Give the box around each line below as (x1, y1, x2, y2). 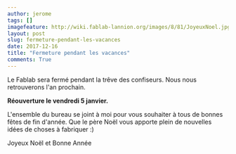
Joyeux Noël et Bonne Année (7, 139, 92, 147)
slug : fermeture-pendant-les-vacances (7, 37, 121, 44)
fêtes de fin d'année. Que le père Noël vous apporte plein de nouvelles (7, 117, 212, 126)
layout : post (7, 30, 46, 37)
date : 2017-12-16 (7, 43, 58, 50)
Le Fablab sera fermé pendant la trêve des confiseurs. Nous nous (7, 75, 197, 84)
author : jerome (7, 10, 52, 18)
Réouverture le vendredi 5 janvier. (7, 96, 109, 105)
